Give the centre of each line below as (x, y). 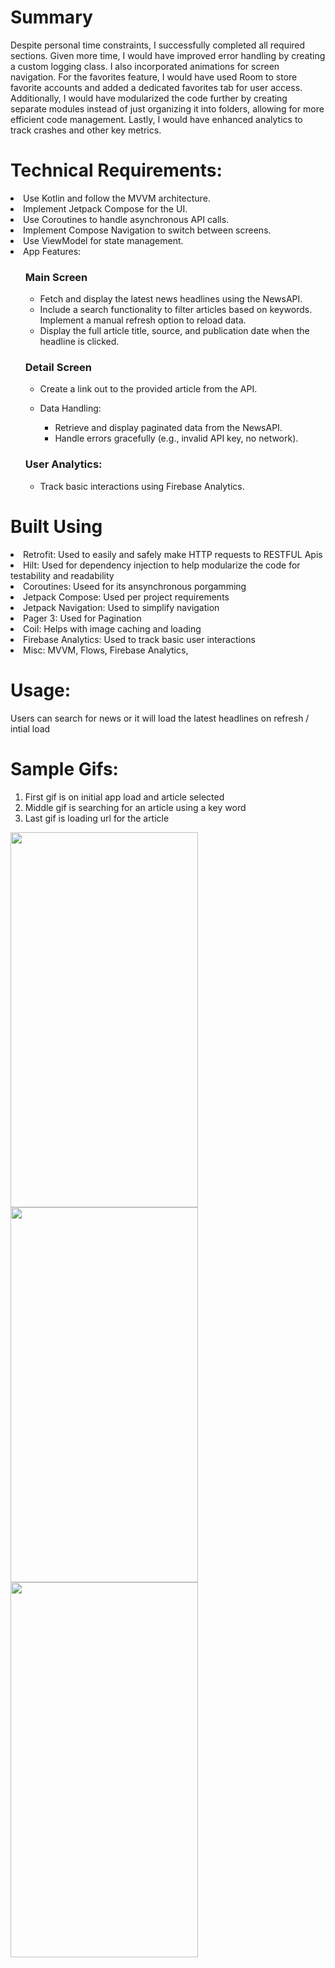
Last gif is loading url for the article (97, 818)
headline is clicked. (79, 342)
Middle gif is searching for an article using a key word (135, 807)
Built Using (56, 526)
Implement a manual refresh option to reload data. (143, 320)
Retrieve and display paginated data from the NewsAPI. (168, 428)
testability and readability (62, 575)
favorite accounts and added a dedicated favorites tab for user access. (156, 87)
